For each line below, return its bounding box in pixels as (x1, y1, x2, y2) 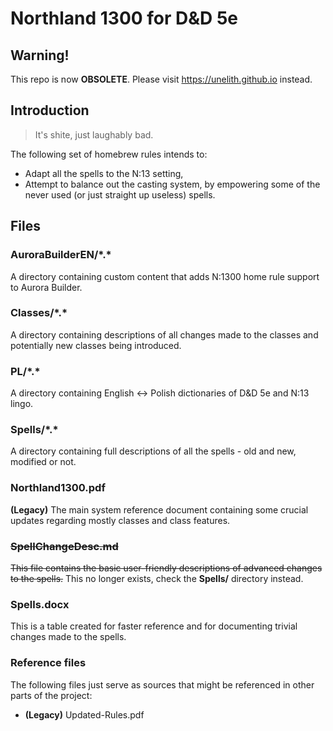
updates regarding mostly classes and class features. (10, 514, 231, 526)
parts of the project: (10, 689, 93, 701)
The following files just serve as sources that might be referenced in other (10, 678, 315, 691)
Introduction (10, 102, 90, 119)
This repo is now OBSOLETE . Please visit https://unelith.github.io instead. (10, 73, 313, 85)
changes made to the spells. (10, 631, 127, 643)
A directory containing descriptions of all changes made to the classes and (10, 328, 319, 341)
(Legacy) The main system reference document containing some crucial (10, 503, 309, 516)
